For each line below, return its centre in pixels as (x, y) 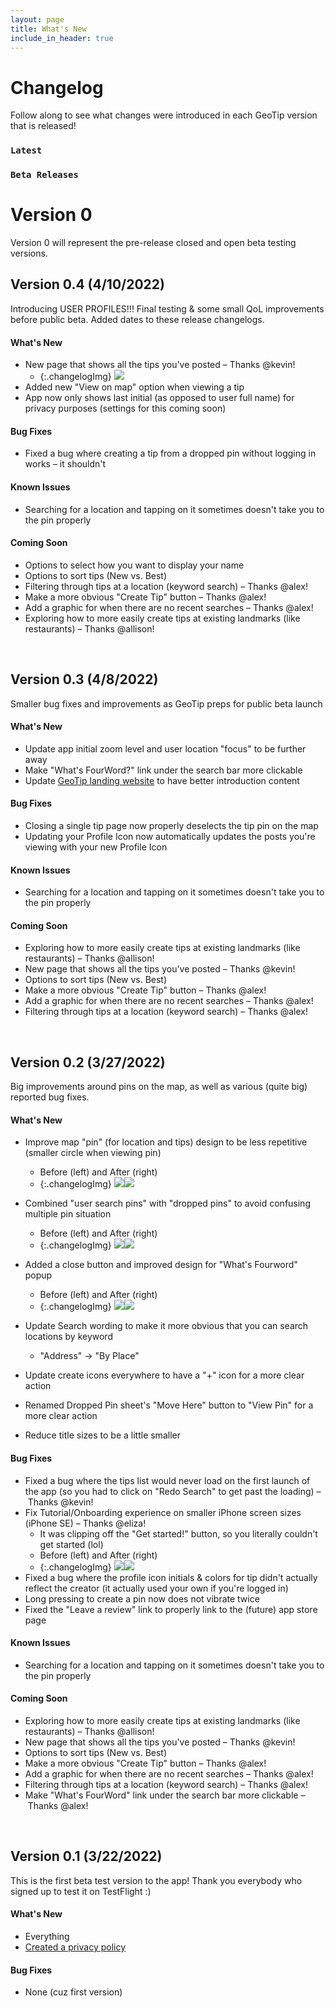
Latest (26, 150)
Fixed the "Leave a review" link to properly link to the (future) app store (171, 1609)
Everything (47, 1936)
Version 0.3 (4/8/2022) (84, 679)
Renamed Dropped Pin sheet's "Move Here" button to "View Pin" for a (169, 1405)
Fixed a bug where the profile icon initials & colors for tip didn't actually (171, 1577)
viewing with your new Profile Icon (96, 847)
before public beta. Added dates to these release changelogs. (137, 319)
